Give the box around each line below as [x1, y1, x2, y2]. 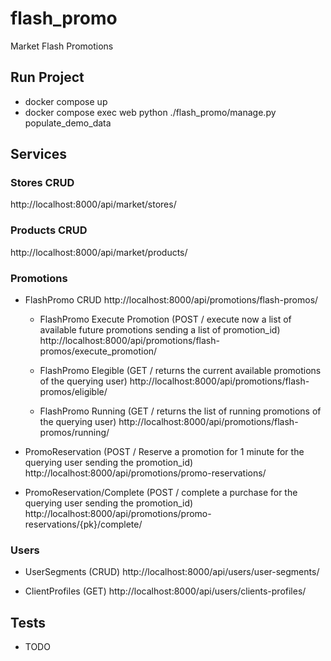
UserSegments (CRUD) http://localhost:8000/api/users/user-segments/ [24, 566, 320, 578]
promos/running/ [39, 427, 110, 439]
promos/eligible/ [39, 386, 108, 398]
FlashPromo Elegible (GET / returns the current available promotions [39, 365, 322, 377]
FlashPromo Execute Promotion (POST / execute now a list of [39, 313, 292, 326]
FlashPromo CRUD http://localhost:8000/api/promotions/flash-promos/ [24, 294, 319, 306]
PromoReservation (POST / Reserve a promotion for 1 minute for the [24, 446, 305, 458]
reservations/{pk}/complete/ [24, 518, 143, 531]
